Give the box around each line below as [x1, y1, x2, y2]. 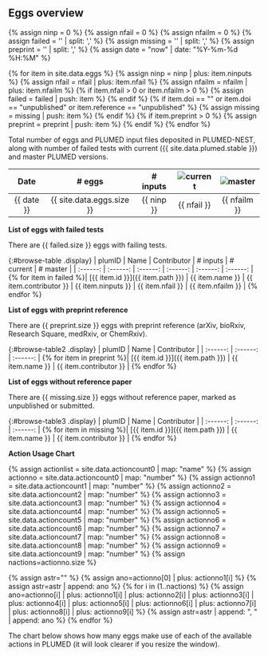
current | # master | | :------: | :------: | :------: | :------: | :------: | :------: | [8, 263, 254, 274]
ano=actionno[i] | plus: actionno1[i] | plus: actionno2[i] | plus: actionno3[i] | [8, 590, 254, 600]
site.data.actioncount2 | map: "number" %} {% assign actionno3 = [8, 489, 227, 499]
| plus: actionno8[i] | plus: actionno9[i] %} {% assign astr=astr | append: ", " [8, 607, 258, 616]
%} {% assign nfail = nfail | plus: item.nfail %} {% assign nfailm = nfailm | [8, 77, 248, 86]
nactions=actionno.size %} [8, 557, 97, 567]
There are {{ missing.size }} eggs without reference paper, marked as [8, 392, 237, 402]
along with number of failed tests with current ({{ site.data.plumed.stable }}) [8, 143, 258, 152]
